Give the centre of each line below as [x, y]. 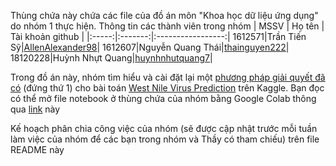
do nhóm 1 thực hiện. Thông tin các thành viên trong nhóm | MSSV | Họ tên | [167, 26]
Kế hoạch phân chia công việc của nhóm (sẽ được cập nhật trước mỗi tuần [164, 128]
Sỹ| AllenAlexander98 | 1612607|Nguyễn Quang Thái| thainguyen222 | [150, 47]
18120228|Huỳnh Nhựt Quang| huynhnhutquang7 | [111, 58]
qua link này [35, 109]
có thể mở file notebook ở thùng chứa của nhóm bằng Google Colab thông [163, 98]
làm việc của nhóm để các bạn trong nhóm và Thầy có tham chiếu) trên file [165, 139]
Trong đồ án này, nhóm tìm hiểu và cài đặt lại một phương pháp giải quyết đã [168, 77]
